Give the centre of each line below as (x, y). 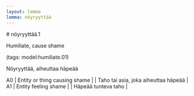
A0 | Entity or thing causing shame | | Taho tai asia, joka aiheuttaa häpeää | (97, 80)
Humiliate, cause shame (35, 46)
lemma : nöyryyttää (29, 17)
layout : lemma (24, 12)
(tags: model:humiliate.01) (38, 57)
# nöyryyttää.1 (23, 34)
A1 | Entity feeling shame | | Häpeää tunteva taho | (67, 86)
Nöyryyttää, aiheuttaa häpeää (42, 68)
